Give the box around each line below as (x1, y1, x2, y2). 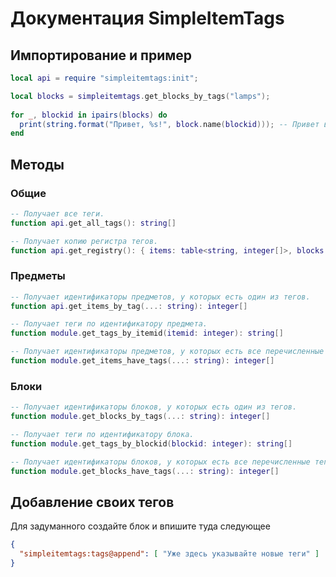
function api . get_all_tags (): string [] (10, 218, 177, 228)
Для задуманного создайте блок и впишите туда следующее (10, 520, 271, 532)
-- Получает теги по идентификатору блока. (10, 430, 195, 440)
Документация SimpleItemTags (10, 7, 285, 30)
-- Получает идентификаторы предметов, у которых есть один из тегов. (10, 292, 311, 302)
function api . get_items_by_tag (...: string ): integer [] (10, 301, 248, 311)
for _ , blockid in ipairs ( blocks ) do (10, 110, 168, 120)
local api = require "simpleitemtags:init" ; (10, 73, 199, 83)
